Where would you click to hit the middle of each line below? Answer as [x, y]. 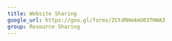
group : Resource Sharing [44, 26]
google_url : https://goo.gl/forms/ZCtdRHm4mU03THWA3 [86, 20]
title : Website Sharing [42, 14]
